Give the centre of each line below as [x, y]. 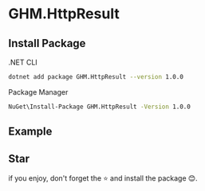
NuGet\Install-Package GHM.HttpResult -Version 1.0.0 [100, 107]
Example [30, 132]
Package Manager [38, 92]
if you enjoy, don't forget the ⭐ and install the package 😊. [103, 178]
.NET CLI [23, 62]
